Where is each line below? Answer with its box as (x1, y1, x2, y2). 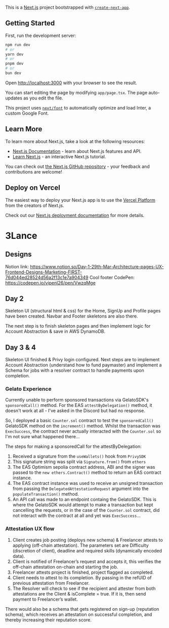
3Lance (5, 230, 37, 241)
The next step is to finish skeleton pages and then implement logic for (5, 323, 151, 329)
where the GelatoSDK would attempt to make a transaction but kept (12, 502, 153, 508)
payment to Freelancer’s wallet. (12, 596, 78, 602)
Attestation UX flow (5, 525, 55, 532)
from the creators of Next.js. (5, 202, 64, 208)
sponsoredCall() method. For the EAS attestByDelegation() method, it (5, 402, 153, 408)
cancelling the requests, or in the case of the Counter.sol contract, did (12, 507, 160, 513)
